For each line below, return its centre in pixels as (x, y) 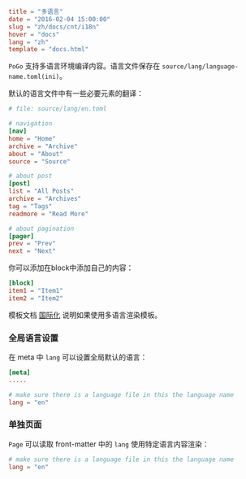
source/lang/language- (200, 67)
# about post (30, 176)
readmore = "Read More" (49, 214)
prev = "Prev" (32, 244)
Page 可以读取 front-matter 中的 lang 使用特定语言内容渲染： (109, 444)
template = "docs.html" (49, 50)
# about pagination (41, 229)
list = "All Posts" (41, 191)
